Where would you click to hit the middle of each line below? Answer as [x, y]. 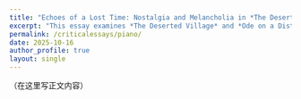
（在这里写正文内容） [48, 85]
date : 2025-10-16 [42, 42]
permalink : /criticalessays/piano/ [76, 34]
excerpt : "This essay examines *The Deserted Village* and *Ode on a [142, 26]
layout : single [38, 59]
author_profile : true [50, 51]
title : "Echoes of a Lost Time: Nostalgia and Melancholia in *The [138, 17]
